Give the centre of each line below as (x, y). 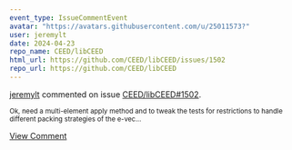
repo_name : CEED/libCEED (56, 52)
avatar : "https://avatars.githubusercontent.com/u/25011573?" (130, 26)
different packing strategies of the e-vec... (76, 119)
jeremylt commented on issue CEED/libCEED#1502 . (106, 94)
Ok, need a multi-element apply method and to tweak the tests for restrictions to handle (146, 111)
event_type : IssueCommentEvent (69, 18)
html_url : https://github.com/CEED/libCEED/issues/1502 (117, 60)
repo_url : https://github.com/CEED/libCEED (93, 69)
